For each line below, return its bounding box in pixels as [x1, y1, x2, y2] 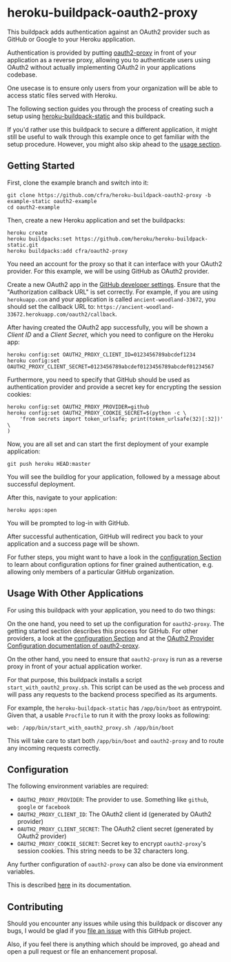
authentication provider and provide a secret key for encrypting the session [7, 382, 222, 391]
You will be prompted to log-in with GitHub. [7, 518, 130, 527]
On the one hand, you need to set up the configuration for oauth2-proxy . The [7, 619, 225, 628]
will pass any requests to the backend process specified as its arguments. [7, 690, 217, 699]
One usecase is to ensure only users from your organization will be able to [7, 84, 219, 92]
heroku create [7, 229, 48, 236]
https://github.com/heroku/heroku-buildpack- [74, 235, 208, 243]
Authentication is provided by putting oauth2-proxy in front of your [7, 48, 197, 57]
